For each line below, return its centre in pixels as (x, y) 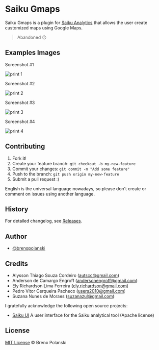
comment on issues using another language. (50, 194)
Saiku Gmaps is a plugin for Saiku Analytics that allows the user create (76, 23)
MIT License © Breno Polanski (36, 342)
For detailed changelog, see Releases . (44, 221)
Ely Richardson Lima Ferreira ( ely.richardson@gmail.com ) (70, 286)
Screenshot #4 (20, 122)
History (17, 209)
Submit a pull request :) (36, 179)
